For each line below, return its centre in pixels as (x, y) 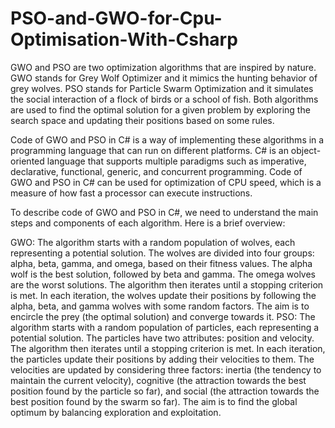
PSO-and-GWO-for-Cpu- (116, 18)
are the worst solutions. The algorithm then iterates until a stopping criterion (167, 284)
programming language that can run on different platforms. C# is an (149, 150)
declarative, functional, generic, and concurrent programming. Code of (156, 171)
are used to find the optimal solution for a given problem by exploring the (160, 109)
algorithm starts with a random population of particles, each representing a (165, 327)
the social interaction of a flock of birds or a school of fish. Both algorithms (164, 99)
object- (306, 150)
